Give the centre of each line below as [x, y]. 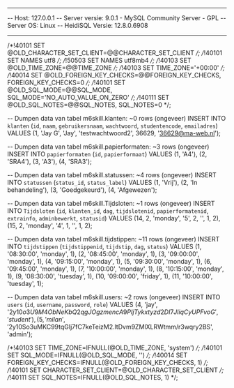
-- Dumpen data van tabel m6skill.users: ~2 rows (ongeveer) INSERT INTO [114, 297]
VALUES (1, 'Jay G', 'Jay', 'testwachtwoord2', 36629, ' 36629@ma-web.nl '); [114, 133]
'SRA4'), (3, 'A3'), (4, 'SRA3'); [49, 162]
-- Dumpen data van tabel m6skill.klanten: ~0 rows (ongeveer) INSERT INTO [117, 118]
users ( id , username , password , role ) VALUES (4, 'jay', [83, 305]
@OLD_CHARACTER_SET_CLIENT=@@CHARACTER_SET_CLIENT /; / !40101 [115, 53]
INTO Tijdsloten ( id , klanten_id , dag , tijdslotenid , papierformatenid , [108, 211]
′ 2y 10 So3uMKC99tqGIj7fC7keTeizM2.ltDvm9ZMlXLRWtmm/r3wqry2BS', [110, 327]
